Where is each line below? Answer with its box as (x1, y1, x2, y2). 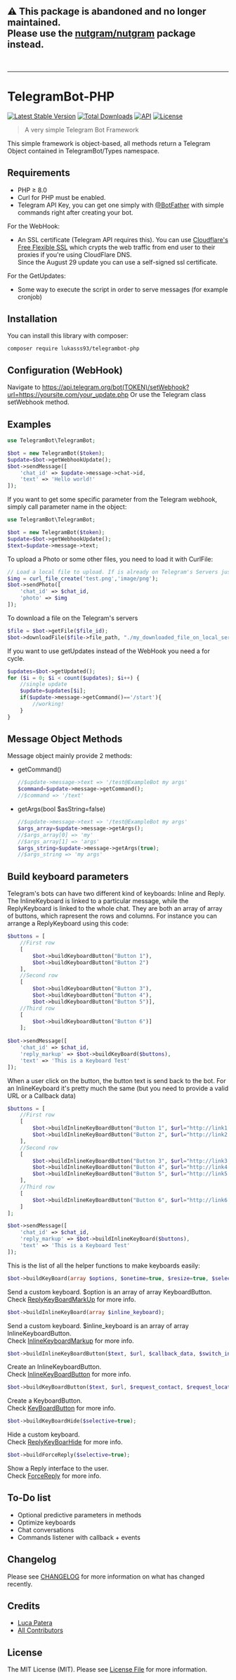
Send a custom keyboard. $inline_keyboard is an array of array (7, 1321, 190, 1330)
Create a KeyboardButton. (7, 1396, 83, 1405)
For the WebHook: (7, 222, 60, 230)
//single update (20, 681, 68, 688)
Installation (7, 312, 58, 324)
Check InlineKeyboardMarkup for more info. (7, 1337, 135, 1345)
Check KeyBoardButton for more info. (7, 1404, 116, 1413)
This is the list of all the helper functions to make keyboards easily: (7, 1261, 200, 1270)
